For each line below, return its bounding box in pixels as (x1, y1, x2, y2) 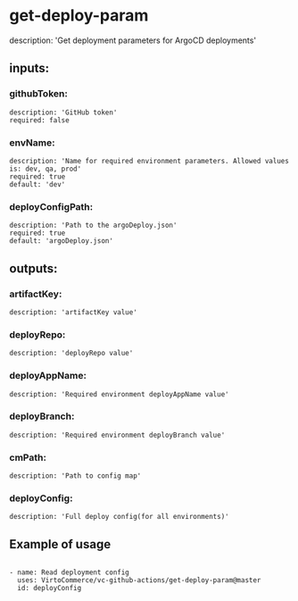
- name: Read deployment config (9, 568, 129, 577)
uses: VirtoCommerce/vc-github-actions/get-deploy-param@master (17, 576, 261, 585)
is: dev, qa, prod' (9, 164, 82, 173)
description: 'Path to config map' (9, 472, 142, 480)
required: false (9, 115, 70, 125)
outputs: (9, 261, 58, 276)
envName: (9, 136, 55, 148)
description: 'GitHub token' (9, 108, 118, 117)
